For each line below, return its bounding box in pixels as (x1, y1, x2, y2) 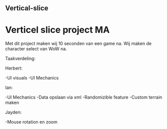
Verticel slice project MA (5, 24, 110, 35)
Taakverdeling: (5, 55, 36, 61)
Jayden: (5, 109, 22, 115)
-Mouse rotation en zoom (5, 119, 57, 125)
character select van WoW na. (5, 46, 67, 52)
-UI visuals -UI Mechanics (5, 75, 59, 81)
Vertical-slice (5, 4, 48, 12)
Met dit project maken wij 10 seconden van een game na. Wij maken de (5, 40, 151, 46)
